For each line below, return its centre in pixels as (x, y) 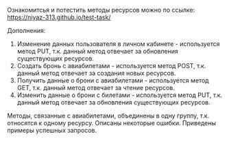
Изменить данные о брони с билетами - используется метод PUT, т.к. (120, 95)
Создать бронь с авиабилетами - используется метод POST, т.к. (111, 66)
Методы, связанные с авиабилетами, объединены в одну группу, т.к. (108, 116)
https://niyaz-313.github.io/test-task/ (59, 17)
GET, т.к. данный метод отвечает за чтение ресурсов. (96, 88)
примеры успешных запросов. (52, 130)
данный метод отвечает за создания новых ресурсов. (96, 73)
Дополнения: (26, 31)
